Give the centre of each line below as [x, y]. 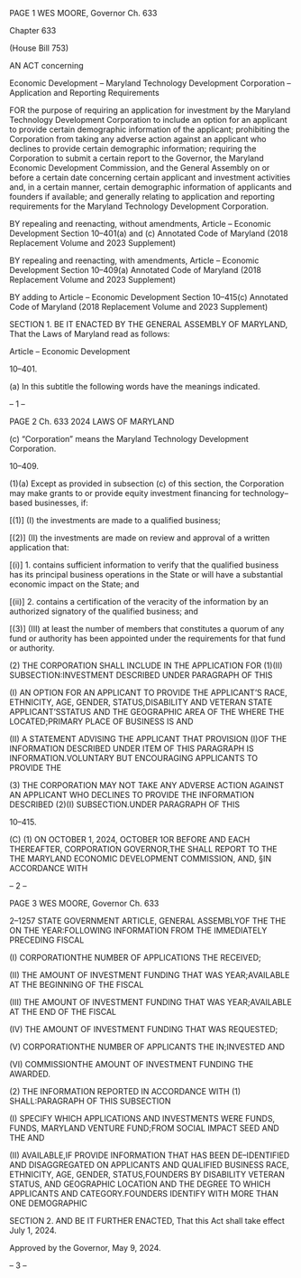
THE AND [27, 1137]
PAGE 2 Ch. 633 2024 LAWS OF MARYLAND [92, 421]
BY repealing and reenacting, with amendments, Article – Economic [134, 260]
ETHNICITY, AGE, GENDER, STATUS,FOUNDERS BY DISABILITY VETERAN [147, 1175]
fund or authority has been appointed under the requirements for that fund [147, 638]
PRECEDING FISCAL [47, 940]
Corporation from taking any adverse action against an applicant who [138, 139]
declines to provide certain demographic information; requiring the [133, 149]
